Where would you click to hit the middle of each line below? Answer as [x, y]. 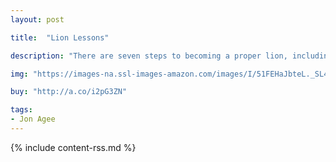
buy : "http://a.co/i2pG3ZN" [69, 92]
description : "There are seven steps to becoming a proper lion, [149, 56]
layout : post [37, 19]
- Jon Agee [33, 119]
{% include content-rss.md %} [73, 147]
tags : [21, 110]
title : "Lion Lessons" [60, 37]
